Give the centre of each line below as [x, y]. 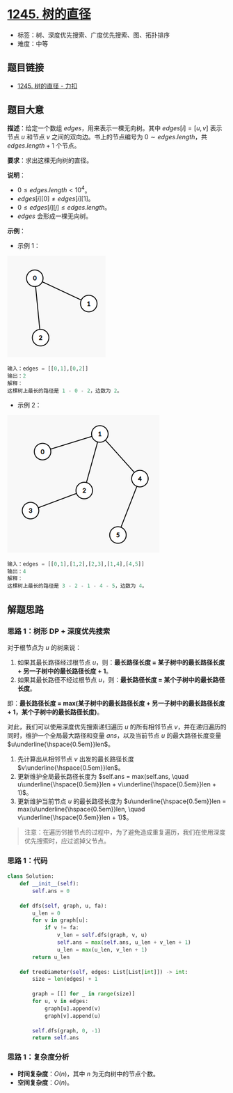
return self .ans [56, 1038]
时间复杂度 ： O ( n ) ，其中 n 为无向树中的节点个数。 [88, 1073]
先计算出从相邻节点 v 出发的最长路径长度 [75, 759]
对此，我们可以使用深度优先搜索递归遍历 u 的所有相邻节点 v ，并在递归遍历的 [117, 727]
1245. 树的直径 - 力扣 [47, 86]
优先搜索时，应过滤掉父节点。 [67, 841]
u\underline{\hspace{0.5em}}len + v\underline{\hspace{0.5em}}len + [117, 784]
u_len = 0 [46, 913]
